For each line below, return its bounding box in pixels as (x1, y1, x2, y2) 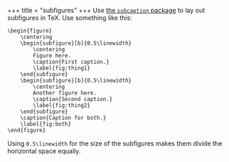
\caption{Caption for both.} (20, 114, 107, 121)
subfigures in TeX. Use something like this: (7, 13, 133, 22)
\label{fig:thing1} (33, 65, 91, 72)
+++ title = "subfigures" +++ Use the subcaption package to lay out (7, 6, 206, 14)
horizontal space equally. (7, 147, 81, 155)
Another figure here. (33, 90, 97, 97)
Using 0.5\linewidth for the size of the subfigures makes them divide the (7, 139, 223, 148)
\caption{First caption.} (33, 58, 110, 65)
